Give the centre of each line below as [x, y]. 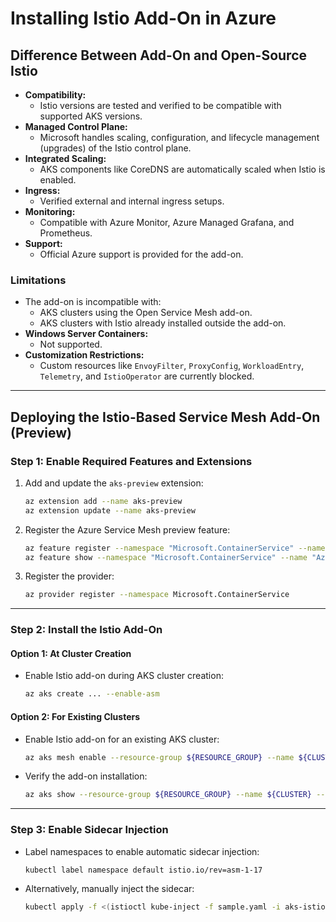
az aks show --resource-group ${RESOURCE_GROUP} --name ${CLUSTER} [168, 795]
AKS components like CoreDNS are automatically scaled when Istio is [182, 169]
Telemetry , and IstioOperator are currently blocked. [147, 376]
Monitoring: [50, 211]
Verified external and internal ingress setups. [132, 201]
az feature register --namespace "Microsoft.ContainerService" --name [175, 548]
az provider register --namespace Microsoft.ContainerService [157, 595]
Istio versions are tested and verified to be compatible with [160, 105]
